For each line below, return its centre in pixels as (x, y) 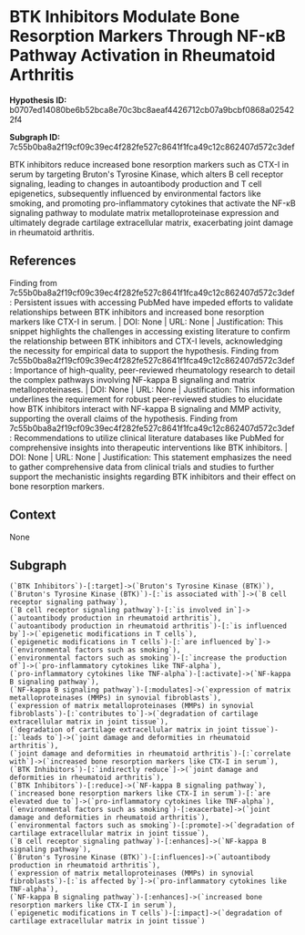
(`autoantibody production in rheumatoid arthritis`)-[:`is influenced (148, 626)
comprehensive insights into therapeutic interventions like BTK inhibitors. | (149, 447)
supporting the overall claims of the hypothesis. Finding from (124, 418)
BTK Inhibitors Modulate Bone (125, 17)
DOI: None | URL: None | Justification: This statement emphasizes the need (151, 457)
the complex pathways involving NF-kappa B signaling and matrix (132, 379)
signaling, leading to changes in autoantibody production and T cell (136, 183)
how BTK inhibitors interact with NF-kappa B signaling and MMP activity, (145, 408)
